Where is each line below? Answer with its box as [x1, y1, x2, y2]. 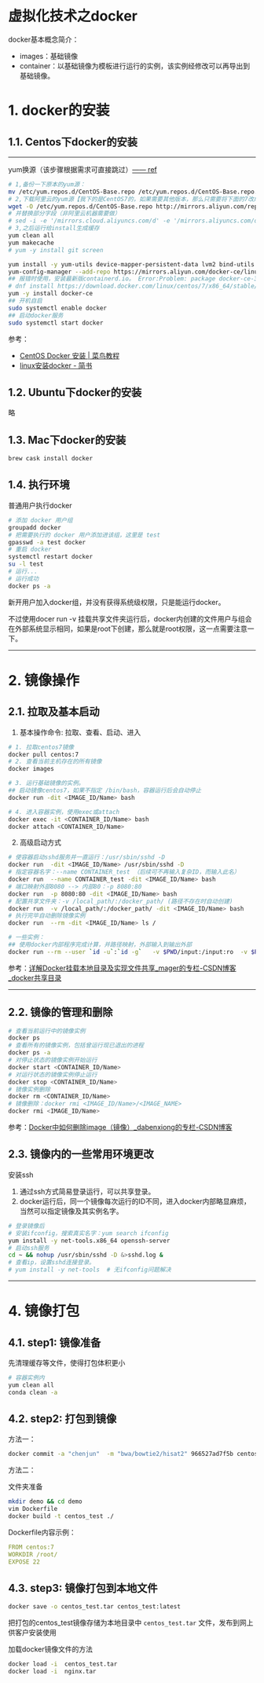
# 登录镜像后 [8, 1222, 45, 1230]
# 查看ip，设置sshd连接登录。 [8, 1259, 96, 1267]
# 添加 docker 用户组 [8, 516, 73, 524]
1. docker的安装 [8, 101, 110, 119]
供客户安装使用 [8, 1628, 57, 1637]
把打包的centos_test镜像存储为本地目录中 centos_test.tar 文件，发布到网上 [8, 1618, 254, 1627]
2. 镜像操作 [8, 671, 80, 689]
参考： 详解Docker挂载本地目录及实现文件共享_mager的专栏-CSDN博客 [8, 963, 237, 973]
